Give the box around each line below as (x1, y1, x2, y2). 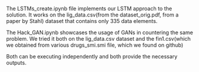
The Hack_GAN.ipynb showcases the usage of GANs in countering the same (6, 29, 194, 36)
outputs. (6, 59, 27, 66)
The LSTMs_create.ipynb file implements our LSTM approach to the (6, 5, 172, 12)
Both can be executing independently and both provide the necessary (6, 53, 178, 60)
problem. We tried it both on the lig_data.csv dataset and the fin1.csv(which (6, 35, 191, 42)
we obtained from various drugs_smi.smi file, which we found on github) (6, 41, 184, 48)
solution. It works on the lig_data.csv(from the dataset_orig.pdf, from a (6, 11, 179, 18)
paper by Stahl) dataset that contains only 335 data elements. (6, 18, 158, 24)
